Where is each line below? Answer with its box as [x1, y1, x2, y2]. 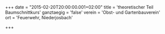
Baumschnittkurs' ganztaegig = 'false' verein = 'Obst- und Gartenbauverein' [5, 9, 161, 15]
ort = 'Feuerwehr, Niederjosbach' [5, 15, 73, 20]
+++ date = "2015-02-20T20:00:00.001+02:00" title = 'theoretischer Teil [5, 4, 154, 10]
